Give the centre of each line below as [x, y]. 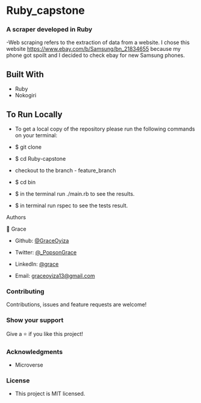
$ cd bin [25, 182]
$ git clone [28, 147]
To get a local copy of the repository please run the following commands [105, 129]
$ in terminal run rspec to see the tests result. [71, 205]
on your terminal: [36, 135]
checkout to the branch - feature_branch [65, 170]
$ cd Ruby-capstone [40, 159]
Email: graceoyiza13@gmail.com [55, 276]
